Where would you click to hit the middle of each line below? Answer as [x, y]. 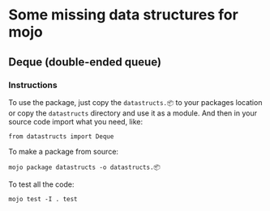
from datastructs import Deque [61, 136]
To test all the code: [41, 184]
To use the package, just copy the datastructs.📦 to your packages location [135, 102]
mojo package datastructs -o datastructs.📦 [84, 167]
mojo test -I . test [43, 199]
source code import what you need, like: [76, 121]
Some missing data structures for [124, 15]
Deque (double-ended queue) [85, 62]
